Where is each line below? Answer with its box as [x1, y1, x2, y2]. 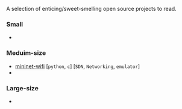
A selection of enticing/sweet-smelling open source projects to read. [6, 5, 177, 12]
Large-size [6, 84, 39, 92]
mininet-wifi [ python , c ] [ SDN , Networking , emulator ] [14, 63, 140, 70]
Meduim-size [6, 49, 46, 57]
